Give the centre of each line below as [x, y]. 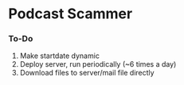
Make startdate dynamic [59, 56]
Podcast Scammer [70, 14]
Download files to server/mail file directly [87, 73]
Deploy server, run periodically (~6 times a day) [98, 64]
